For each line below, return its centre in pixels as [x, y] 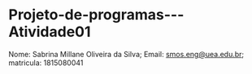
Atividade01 [50, 32]
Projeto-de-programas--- [96, 15]
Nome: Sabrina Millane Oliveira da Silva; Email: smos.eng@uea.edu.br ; [126, 54]
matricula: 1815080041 [46, 63]
